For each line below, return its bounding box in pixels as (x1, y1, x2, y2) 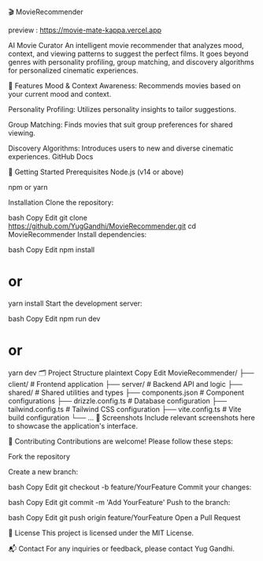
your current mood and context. (8, 90, 112, 98)
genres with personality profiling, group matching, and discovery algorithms (8, 58, 254, 66)
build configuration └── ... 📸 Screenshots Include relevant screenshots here (8, 413, 256, 422)
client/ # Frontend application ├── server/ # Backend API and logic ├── (8, 379, 243, 388)
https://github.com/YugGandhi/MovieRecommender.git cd (8, 221, 197, 231)
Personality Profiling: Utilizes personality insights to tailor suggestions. (8, 105, 236, 113)
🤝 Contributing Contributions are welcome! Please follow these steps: (8, 437, 234, 446)
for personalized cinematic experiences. (8, 66, 139, 75)
